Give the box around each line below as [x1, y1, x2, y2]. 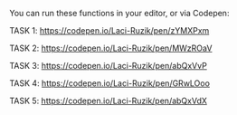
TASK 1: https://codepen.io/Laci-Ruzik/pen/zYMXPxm [9, 25, 210, 35]
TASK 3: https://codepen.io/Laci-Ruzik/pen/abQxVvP [9, 61, 208, 71]
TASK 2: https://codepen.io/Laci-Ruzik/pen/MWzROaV [9, 43, 213, 53]
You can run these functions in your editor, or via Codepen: [9, 8, 230, 18]
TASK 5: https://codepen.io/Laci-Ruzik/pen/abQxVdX [9, 95, 208, 106]
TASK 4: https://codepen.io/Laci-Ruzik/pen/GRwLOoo [9, 78, 211, 89]
